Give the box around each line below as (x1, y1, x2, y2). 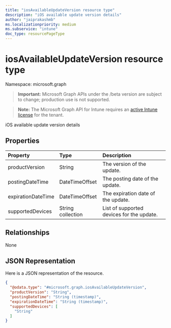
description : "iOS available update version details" (5, 12, 122, 17)
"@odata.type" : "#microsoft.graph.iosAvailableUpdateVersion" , (10, 285, 147, 290)
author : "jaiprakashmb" (5, 17, 56, 22)
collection (59, 211, 83, 218)
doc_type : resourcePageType (5, 31, 65, 36)
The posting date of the (102, 175, 159, 182)
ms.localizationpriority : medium (5, 21, 76, 27)
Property (8, 151, 30, 159)
